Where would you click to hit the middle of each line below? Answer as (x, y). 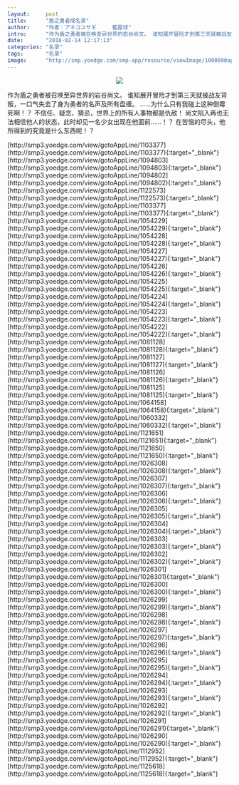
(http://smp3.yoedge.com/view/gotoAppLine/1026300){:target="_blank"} (115, 592)
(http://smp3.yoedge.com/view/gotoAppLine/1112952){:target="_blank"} (113, 758)
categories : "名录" (35, 47)
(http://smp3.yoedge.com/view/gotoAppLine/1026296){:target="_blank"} (115, 652)
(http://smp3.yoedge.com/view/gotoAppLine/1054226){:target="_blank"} (115, 273)
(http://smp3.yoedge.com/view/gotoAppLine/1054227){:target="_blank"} (114, 258)
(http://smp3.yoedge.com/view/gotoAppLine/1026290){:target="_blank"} (115, 743)
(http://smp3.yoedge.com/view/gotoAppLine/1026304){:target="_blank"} (115, 531)
